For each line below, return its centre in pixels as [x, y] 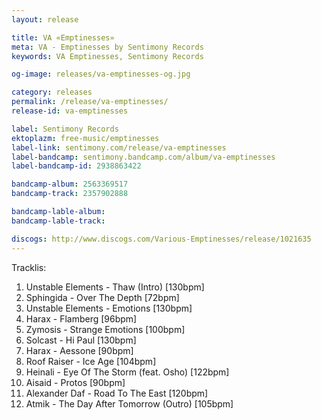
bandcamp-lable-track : [58, 221]
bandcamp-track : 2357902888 [70, 194]
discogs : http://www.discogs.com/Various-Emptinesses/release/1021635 [161, 239]
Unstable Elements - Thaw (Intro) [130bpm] [115, 287]
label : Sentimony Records [65, 129]
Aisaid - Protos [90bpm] [75, 382]
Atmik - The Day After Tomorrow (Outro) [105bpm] [129, 403]
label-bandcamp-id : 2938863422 [76, 166]
